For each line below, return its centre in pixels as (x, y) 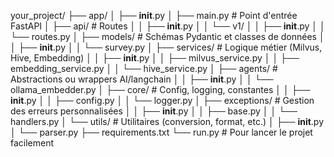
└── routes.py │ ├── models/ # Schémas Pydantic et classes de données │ (167, 36)
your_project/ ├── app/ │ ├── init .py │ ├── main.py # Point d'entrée (154, 15)
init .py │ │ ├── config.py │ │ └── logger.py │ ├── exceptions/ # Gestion (162, 100)
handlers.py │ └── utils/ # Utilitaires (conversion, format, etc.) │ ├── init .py (167, 121)
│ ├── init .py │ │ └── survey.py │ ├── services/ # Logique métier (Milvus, (166, 47)
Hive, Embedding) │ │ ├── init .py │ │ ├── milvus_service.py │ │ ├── (155, 58)
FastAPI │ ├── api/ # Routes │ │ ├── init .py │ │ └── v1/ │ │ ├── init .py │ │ (168, 26)
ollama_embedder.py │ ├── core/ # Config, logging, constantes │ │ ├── (160, 89)
